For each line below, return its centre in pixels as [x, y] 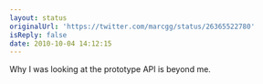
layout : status [38, 18]
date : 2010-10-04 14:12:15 [61, 43]
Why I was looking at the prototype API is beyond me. [110, 69]
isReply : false [38, 35]
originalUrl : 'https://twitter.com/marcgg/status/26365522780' [132, 26]
